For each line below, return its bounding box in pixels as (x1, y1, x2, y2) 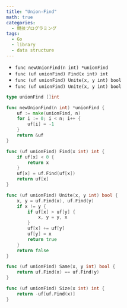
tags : (6, 31, 20, 37)
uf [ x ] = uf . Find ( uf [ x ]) (17, 170, 76, 177)
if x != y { (17, 203, 46, 209)
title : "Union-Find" (6, 8, 58, 15)
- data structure (11, 47, 55, 53)
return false (17, 247, 49, 253)
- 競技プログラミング (11, 25, 57, 31)
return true (27, 236, 58, 242)
